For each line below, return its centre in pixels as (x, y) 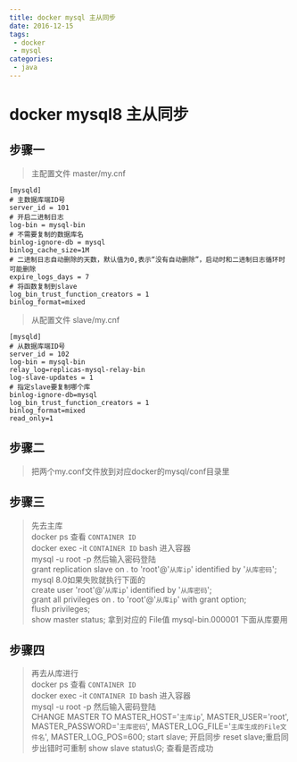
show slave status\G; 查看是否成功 (151, 749)
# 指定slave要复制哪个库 (50, 387)
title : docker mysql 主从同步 (62, 17)
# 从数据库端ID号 (37, 346)
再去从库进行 (54, 673)
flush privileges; (61, 608)
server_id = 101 (39, 207)
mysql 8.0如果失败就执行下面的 (88, 580)
